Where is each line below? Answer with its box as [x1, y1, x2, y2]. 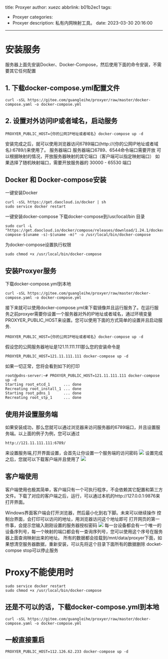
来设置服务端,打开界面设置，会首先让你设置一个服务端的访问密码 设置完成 [5, 450, 163, 456]
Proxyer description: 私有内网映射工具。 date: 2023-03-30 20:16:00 [12, 20, 153, 26]
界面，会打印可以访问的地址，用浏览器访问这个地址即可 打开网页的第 [13, 516, 155, 522]
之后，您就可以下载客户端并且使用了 [5, 456, 80, 462]
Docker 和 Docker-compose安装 [5, 175, 106, 184]
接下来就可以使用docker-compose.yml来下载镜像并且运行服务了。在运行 [5, 305, 154, 311]
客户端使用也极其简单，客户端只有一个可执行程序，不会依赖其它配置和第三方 [5, 486, 163, 493]
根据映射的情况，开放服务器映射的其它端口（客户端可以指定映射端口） [9, 153, 154, 159]
